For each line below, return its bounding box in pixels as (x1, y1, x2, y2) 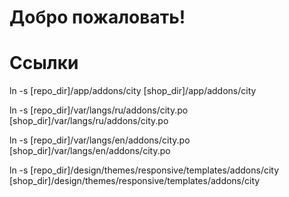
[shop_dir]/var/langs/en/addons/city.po (9, 145, 171, 157)
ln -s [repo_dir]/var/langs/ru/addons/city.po (9, 104, 189, 116)
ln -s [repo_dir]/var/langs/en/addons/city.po (9, 134, 191, 146)
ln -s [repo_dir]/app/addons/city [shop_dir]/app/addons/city (9, 85, 257, 97)
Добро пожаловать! (9, 6, 186, 29)
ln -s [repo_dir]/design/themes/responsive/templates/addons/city (9, 164, 280, 176)
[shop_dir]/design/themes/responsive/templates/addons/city (9, 175, 261, 187)
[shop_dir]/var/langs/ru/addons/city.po (9, 115, 169, 127)
